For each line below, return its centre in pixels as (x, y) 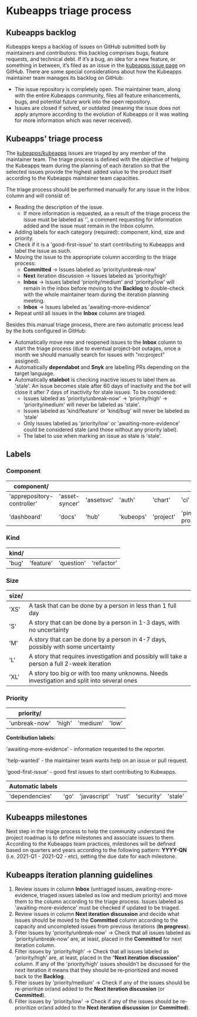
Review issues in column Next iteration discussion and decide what (97, 914)
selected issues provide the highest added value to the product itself (89, 172)
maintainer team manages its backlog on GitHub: (65, 78)
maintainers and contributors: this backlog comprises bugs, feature (87, 53)
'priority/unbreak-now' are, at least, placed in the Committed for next (98, 939)
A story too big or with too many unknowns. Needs (98, 673)
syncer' (69, 504)
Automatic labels (33, 787)
